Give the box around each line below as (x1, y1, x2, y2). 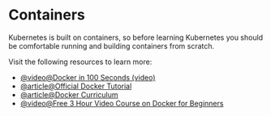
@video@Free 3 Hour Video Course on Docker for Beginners (19, 98, 224, 108)
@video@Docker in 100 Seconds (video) (19, 72, 156, 82)
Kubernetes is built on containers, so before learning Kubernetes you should (8, 32, 264, 42)
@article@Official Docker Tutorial (19, 81, 132, 91)
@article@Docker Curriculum (19, 89, 118, 99)
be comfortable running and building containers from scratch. (8, 41, 215, 50)
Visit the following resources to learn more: (8, 57, 153, 67)
